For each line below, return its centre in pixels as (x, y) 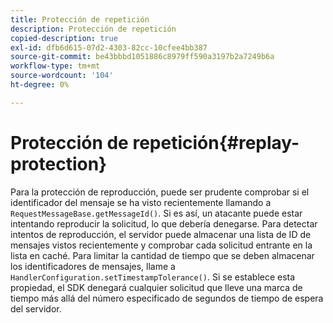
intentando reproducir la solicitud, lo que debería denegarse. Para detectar (164, 223)
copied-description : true (64, 38)
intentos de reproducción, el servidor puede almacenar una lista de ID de (161, 234)
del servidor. (36, 308)
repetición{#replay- (216, 142)
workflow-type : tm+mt (55, 66)
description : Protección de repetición (93, 29)
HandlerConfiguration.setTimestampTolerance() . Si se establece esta (153, 277)
